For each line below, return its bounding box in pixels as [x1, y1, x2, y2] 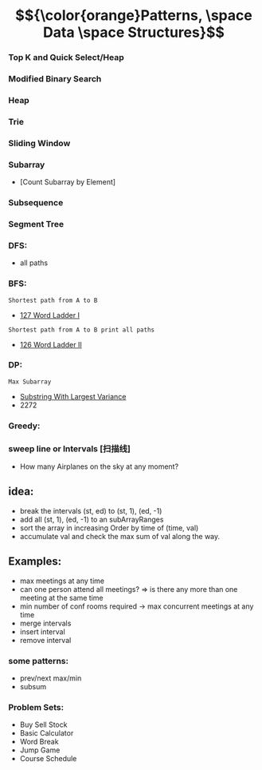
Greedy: [8, 420, 41, 431]
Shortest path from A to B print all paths [8, 326, 155, 334]
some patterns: [8, 655, 69, 666]
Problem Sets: [8, 701, 65, 712]
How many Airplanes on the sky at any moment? [19, 462, 179, 471]
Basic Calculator [19, 728, 74, 738]
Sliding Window [8, 137, 71, 149]
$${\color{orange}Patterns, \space [15, 6, 252, 25]
